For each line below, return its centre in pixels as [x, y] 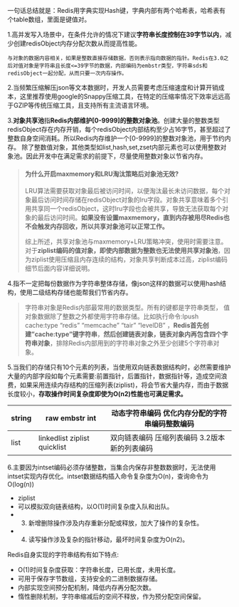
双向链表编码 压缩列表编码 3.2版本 [168, 438]
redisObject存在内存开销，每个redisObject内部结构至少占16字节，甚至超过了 [119, 129]
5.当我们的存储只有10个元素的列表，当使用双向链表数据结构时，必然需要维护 [119, 367]
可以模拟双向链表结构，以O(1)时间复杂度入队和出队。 [95, 507]
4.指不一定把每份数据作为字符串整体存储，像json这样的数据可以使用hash [114, 284]
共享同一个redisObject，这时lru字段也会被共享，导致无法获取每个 [127, 209]
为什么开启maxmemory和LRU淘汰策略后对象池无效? [102, 174]
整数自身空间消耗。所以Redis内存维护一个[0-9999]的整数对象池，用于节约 [116, 138]
